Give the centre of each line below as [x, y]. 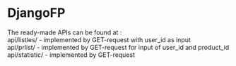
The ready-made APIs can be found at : [65, 32]
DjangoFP [36, 13]
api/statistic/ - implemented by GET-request [71, 55]
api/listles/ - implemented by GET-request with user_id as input [99, 39]
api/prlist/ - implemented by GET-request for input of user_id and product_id [118, 47]
